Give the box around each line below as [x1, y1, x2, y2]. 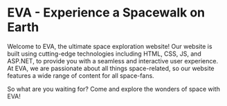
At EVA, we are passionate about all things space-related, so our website [7, 64, 215, 72]
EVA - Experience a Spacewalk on [7, 5, 206, 21]
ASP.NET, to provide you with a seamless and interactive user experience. [7, 56, 219, 65]
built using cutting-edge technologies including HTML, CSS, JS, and [7, 50, 202, 58]
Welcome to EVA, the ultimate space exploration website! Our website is [7, 42, 212, 50]
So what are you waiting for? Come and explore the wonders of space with [7, 85, 220, 93]
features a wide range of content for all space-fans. [7, 71, 154, 80]
